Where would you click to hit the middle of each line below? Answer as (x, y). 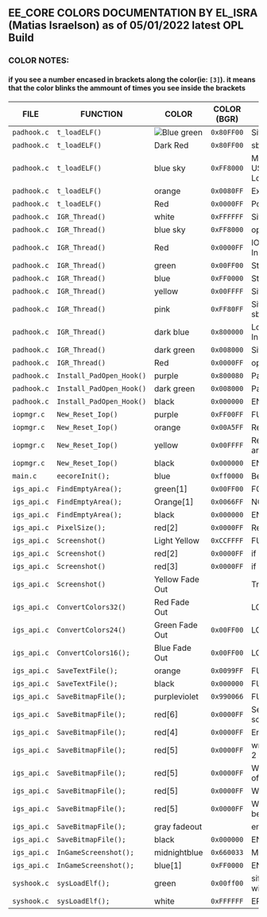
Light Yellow (177, 540)
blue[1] (168, 865)
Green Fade (176, 625)
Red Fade (172, 602)
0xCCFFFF (227, 540)
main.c (25, 476)
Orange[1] (174, 501)
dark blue (172, 331)
